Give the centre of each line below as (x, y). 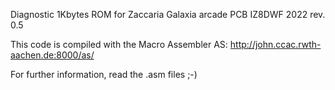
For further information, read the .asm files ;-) (104, 74)
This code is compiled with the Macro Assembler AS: (119, 44)
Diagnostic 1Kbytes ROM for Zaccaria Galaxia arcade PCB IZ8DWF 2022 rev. (168, 14)
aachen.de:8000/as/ (52, 55)
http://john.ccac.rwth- (275, 44)
